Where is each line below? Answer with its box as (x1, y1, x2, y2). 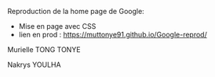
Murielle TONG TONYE (7, 45, 81, 54)
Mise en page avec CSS (18, 22, 97, 30)
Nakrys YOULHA (7, 60, 61, 69)
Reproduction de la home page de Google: (7, 7, 144, 16)
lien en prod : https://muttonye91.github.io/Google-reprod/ (18, 30, 207, 39)
